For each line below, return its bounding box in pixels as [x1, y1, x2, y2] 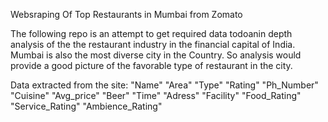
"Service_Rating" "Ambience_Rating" [10, 100, 163, 112]
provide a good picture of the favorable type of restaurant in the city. [10, 60, 293, 71]
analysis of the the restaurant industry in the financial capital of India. [10, 39, 296, 50]
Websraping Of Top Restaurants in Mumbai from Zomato [10, 9, 243, 20]
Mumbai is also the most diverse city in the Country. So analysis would [10, 49, 302, 61]
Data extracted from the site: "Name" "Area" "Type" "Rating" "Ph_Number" [10, 79, 319, 91]
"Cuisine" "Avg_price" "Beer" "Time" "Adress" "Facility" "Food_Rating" [10, 90, 302, 101]
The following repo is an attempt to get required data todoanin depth [10, 28, 293, 39]
